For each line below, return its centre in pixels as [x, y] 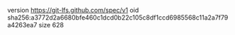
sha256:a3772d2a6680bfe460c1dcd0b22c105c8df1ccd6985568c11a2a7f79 [118, 17]
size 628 [51, 25]
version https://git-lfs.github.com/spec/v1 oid [73, 10]
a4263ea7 [22, 25]
